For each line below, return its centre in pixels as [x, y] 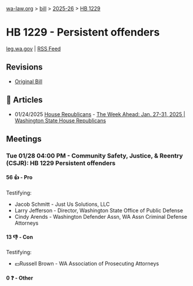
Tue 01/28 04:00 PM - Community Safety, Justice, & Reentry [95, 156]
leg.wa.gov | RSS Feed [34, 48]
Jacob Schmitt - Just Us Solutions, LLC [62, 204]
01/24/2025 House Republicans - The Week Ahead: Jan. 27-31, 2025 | [100, 114]
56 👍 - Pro [19, 177]
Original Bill [29, 81]
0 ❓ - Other [20, 278]
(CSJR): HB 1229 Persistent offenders [61, 163]
